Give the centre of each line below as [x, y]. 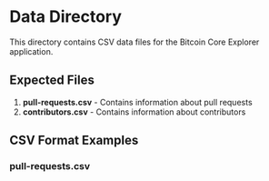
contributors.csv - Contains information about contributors [134, 112]
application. [31, 51]
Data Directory [66, 17]
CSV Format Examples [74, 141]
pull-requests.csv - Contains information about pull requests [137, 102]
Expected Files [52, 80]
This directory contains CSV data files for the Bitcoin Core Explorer [134, 42]
